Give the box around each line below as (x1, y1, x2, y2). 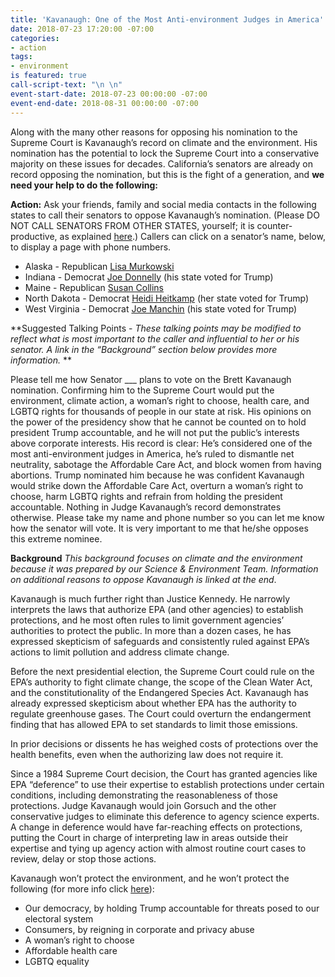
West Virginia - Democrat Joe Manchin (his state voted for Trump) (24, 302, 298, 315)
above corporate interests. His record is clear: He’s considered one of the (10, 437, 313, 449)
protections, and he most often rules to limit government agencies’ (10, 614, 285, 626)
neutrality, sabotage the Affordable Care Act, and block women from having (10, 458, 322, 470)
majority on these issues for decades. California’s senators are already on (10, 157, 313, 170)
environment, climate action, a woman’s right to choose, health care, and (10, 394, 310, 406)
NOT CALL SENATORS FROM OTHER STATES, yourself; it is (10, 219, 255, 231)
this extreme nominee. (10, 532, 103, 545)
